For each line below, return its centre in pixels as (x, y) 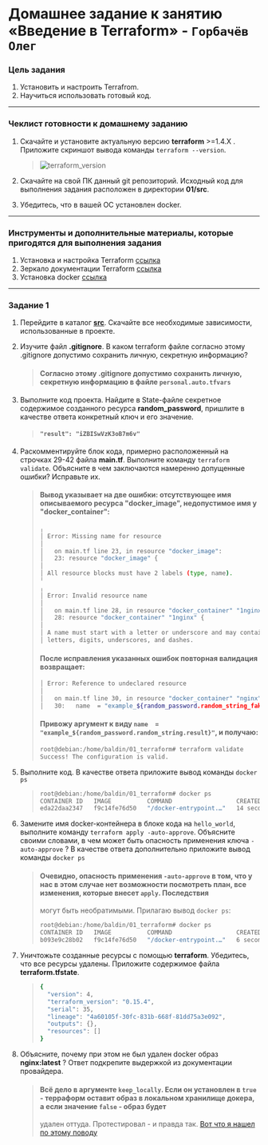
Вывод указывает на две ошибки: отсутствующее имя (135, 495)
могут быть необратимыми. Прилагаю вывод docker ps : (135, 910)
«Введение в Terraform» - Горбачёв (128, 31)
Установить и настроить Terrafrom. (79, 87)
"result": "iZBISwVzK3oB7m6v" (90, 434)
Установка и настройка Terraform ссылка (90, 260)
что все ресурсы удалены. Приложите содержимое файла (120, 964)
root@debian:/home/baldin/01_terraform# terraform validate (142, 749)
